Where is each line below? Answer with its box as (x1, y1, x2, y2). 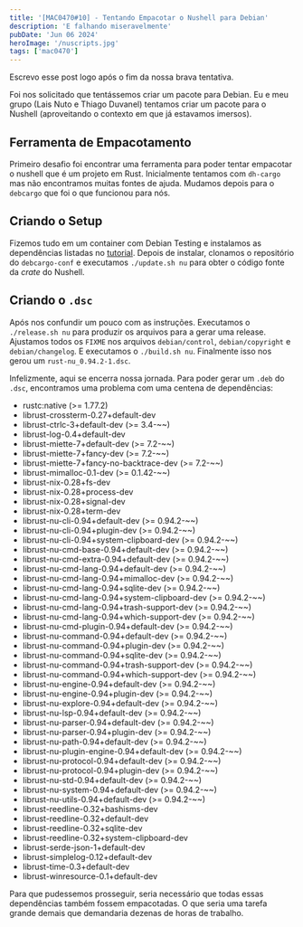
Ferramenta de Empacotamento (9, 135, 192, 150)
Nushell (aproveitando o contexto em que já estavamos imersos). (9, 109, 252, 119)
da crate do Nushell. (9, 266, 85, 277)
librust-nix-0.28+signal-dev (22, 496, 126, 506)
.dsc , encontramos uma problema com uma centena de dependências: (9, 382, 274, 393)
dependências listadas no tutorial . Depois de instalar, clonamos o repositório (9, 247, 295, 258)
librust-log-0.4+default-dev (22, 429, 126, 440)
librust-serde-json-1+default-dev (22, 842, 146, 853)
